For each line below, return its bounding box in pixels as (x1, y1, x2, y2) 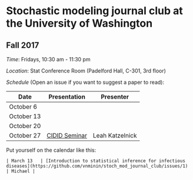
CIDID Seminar (46, 132, 87, 139)
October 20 (9, 122, 41, 130)
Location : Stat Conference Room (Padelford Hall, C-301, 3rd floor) (6, 67, 167, 74)
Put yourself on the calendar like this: (6, 146, 96, 153)
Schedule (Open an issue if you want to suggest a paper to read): (6, 78, 165, 86)
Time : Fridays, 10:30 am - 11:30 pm (6, 56, 91, 63)
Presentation (48, 93, 85, 101)
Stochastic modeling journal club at (6, 4, 184, 18)
